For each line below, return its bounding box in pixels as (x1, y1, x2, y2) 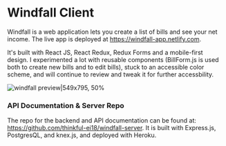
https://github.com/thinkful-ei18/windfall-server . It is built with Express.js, (7, 124, 216, 132)
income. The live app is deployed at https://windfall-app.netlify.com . (7, 34, 202, 43)
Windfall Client (7, 5, 95, 21)
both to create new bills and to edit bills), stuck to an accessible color (7, 63, 205, 71)
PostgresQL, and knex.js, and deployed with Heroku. (7, 131, 157, 139)
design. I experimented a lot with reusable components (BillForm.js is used (7, 55, 219, 63)
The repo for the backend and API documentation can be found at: (7, 116, 197, 125)
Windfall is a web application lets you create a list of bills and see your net (7, 28, 218, 36)
